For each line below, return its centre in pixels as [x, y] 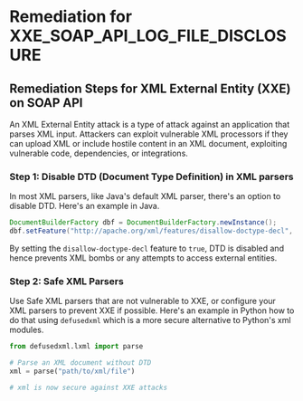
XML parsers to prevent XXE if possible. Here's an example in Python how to [152, 310]
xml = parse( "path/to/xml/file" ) [72, 372]
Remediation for [71, 17]
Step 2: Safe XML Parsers [66, 281]
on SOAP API [46, 103]
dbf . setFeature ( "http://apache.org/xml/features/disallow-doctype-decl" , [151, 231]
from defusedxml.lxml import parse [76, 347]
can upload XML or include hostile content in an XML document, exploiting [148, 143]
